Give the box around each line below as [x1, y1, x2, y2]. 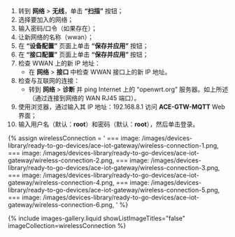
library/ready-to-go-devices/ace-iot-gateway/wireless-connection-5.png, [8, 186, 220, 194]
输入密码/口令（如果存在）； [17, 24, 97, 32]
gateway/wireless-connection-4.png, [8, 178, 115, 187]
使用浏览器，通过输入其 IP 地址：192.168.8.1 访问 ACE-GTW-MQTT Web [17, 102, 226, 111]
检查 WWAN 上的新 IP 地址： [17, 59, 101, 67]
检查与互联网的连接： [17, 77, 80, 84]
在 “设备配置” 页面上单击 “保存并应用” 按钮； [17, 42, 149, 49]
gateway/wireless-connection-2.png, [8, 156, 115, 165]
